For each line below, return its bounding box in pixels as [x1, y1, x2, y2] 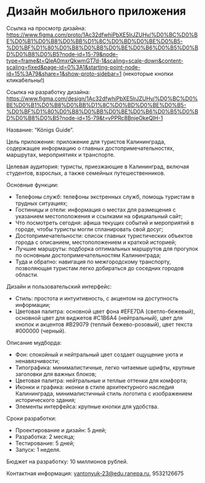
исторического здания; [15, 396, 76, 404]
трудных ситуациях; [15, 199, 68, 207]
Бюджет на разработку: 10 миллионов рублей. [6, 457, 129, 465]
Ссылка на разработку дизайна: [6, 88, 91, 95]
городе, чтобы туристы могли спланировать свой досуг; [15, 225, 163, 233]
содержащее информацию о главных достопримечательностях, [6, 144, 174, 152]
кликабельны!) [6, 76, 45, 84]
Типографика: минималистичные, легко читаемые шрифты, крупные [15, 364, 196, 371]
